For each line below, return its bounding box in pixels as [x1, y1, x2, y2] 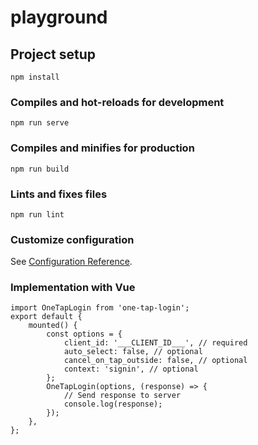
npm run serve [10, 118, 70, 128]
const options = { [46, 329, 123, 340]
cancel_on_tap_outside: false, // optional [63, 356, 248, 366]
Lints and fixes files [10, 187, 108, 201]
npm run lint [10, 209, 65, 220]
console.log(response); [63, 399, 163, 410]
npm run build [10, 164, 70, 174]
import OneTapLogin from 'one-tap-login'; [10, 303, 190, 313]
